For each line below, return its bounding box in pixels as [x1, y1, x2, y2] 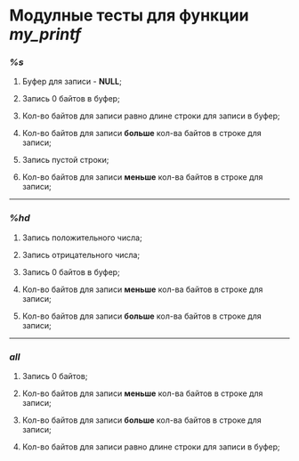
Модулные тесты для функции [9, 5, 249, 26]
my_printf [9, 24, 82, 44]
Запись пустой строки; [21, 155, 109, 166]
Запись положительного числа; [21, 232, 142, 243]
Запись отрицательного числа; [21, 249, 141, 260]
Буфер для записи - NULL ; [21, 77, 122, 87]
